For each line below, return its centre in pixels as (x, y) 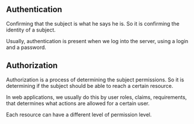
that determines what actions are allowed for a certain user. (78, 103)
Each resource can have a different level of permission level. (79, 114)
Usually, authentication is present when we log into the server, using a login (97, 41)
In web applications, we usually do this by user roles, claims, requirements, (96, 97)
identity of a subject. (31, 30)
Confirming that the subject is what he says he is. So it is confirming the (93, 23)
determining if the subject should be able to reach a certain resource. (90, 86)
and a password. (26, 47)
